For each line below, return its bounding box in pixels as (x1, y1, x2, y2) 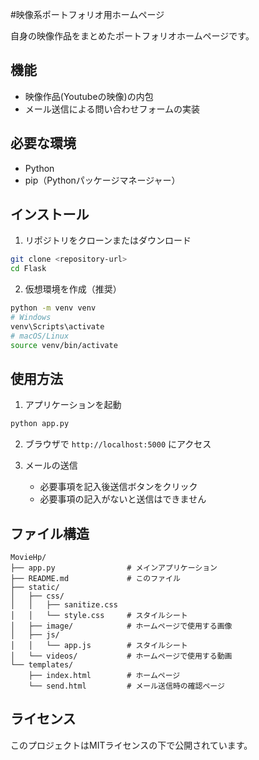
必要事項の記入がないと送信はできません (39, 493, 207, 505)
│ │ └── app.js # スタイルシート (10, 641, 188, 651)
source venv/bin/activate (10, 340, 118, 350)
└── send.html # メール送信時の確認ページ (28, 681, 225, 692)
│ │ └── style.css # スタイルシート (10, 611, 188, 621)
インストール (10, 206, 90, 223)
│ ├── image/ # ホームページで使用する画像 (10, 621, 233, 632)
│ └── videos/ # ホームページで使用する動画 (10, 651, 233, 662)
